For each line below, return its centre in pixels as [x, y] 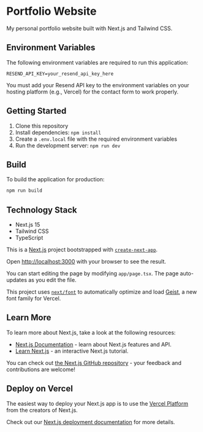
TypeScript [29, 238]
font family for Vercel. [34, 299]
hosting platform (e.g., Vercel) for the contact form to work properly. [93, 92]
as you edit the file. [52, 280]
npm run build [25, 191]
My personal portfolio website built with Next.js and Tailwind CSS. [90, 28]
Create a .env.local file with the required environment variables [96, 139]
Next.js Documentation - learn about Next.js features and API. [93, 344]
